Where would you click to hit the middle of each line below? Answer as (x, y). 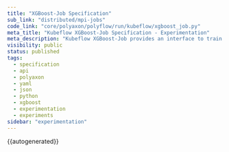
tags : (15, 58)
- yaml (23, 84)
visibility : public (35, 45)
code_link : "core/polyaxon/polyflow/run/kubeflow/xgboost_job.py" (104, 26)
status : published (33, 52)
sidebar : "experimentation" (47, 122)
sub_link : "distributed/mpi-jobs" (57, 20)
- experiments (33, 115)
